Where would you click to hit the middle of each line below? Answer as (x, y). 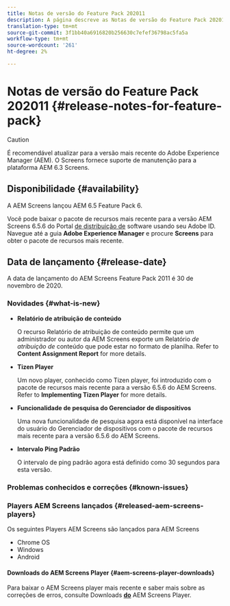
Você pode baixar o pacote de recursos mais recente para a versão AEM (110, 218)
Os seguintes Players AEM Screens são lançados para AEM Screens (103, 529)
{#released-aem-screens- (159, 505)
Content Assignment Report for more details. (81, 353)
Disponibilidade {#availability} (73, 189)
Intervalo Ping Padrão (48, 449)
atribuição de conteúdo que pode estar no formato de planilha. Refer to (118, 346)
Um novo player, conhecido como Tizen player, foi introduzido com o (114, 380)
